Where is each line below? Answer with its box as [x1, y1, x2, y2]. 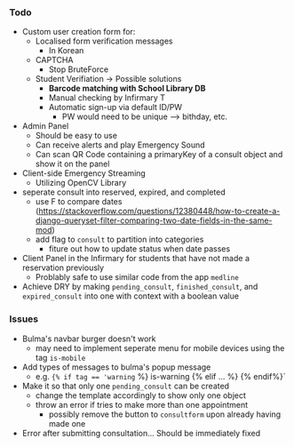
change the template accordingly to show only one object [35, 389, 247, 401]
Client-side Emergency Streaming [21, 168, 147, 179]
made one [48, 418, 86, 428]
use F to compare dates [35, 196, 123, 207]
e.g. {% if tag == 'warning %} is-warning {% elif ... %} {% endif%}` [35, 371, 286, 381]
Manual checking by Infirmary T [48, 92, 166, 103]
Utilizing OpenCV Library [35, 178, 127, 188]
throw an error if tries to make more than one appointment [35, 399, 249, 410]
